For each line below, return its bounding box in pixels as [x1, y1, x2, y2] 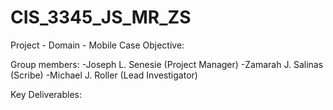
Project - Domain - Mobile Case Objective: [10, 39, 185, 51]
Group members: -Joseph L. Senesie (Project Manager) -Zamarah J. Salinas [10, 58, 324, 70]
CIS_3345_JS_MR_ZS [10, 6, 192, 29]
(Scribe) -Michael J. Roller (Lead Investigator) [10, 69, 198, 81]
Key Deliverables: [10, 88, 83, 100]
